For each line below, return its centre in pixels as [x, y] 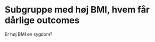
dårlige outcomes [42, 20]
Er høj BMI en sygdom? [29, 34]
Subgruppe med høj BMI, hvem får [77, 10]
